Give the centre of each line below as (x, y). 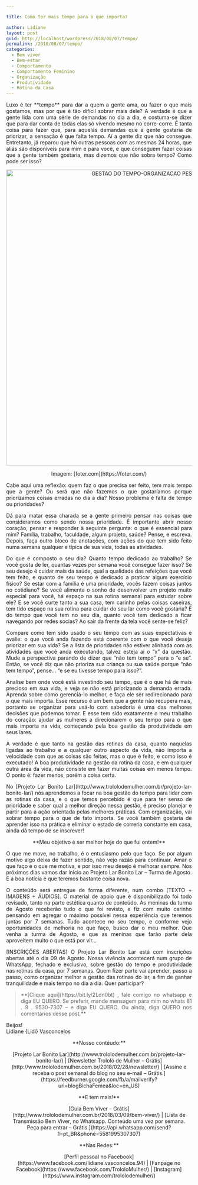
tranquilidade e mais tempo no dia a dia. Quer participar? (75, 983)
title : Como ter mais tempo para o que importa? (67, 17)
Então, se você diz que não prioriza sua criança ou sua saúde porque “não (99, 664)
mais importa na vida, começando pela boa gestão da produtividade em (99, 726)
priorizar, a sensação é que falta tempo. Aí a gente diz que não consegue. (99, 136)
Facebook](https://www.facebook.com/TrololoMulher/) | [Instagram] (99, 1170)
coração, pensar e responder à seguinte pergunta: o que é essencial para (99, 528)
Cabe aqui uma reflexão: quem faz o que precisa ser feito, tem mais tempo (99, 485)
